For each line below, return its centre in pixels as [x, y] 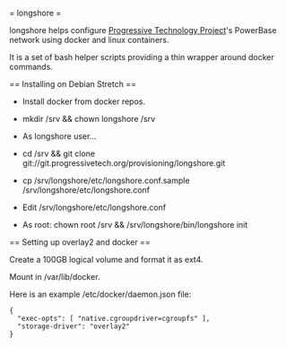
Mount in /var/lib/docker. [55, 277]
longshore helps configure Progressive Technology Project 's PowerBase [143, 30]
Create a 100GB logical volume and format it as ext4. [106, 260]
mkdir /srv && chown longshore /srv [89, 119]
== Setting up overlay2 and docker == [80, 242]
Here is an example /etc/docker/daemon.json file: [100, 294]
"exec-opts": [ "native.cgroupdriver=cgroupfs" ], [114, 318]
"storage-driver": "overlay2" [74, 326]
